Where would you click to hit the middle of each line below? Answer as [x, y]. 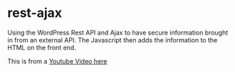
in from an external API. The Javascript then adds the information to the [113, 40]
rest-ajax [35, 13]
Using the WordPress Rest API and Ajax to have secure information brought [118, 32]
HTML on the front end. [42, 47]
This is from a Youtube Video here [57, 61]
